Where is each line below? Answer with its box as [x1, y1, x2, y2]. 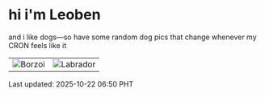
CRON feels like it [8, 40, 67, 50]
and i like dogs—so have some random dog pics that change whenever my [8, 32, 257, 42]
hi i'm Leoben [8, 6, 101, 24]
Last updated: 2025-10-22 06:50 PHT [8, 79, 134, 89]
